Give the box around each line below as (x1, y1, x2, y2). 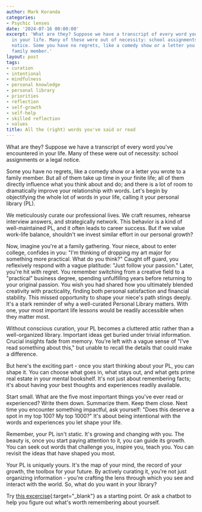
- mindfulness (6, 76, 42, 82)
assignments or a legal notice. (6, 156, 81, 163)
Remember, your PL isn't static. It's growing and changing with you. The (6, 430, 185, 438)
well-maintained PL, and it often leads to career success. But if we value (6, 225, 185, 231)
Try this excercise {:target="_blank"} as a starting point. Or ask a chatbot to (6, 493, 192, 499)
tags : (6, 59, 20, 65)
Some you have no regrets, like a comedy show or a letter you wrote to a (6, 168, 186, 175)
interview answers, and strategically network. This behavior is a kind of (6, 218, 183, 225)
